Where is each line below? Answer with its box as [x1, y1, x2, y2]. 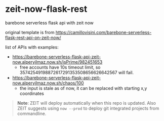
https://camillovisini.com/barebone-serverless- [55, 29, 152, 35]
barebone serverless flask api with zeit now [5, 20, 94, 26]
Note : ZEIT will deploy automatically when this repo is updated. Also [17, 100, 157, 106]
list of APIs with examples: [5, 44, 59, 50]
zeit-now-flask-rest [5, 3, 87, 15]
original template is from [5, 29, 55, 35]
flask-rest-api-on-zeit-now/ [5, 35, 61, 40]
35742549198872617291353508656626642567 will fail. [19, 69, 134, 75]
